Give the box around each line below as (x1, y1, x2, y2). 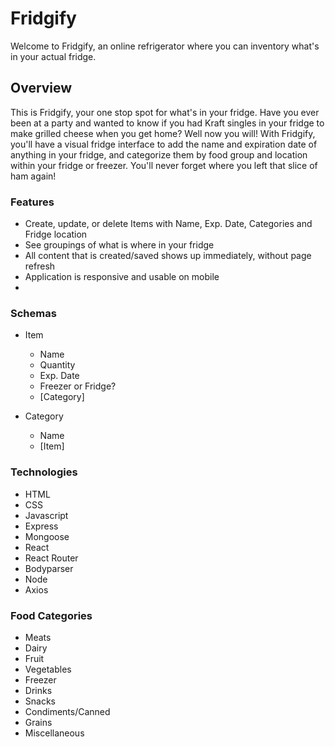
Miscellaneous (24, 727, 85, 739)
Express (24, 520, 59, 532)
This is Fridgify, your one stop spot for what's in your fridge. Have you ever (10, 106, 320, 118)
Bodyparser (24, 562, 74, 574)
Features (10, 195, 55, 209)
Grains (24, 716, 53, 728)
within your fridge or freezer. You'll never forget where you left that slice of (10, 159, 318, 171)
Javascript (24, 509, 69, 521)
